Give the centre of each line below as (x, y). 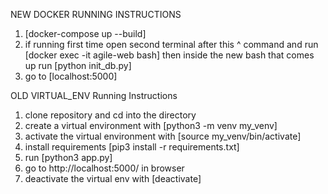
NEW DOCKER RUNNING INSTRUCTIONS (96, 14)
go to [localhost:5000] (71, 76)
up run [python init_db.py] (78, 65)
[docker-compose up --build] (85, 33)
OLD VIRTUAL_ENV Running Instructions (94, 95)
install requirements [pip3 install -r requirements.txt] (132, 147)
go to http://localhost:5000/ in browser (104, 168)
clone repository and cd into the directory (110, 115)
